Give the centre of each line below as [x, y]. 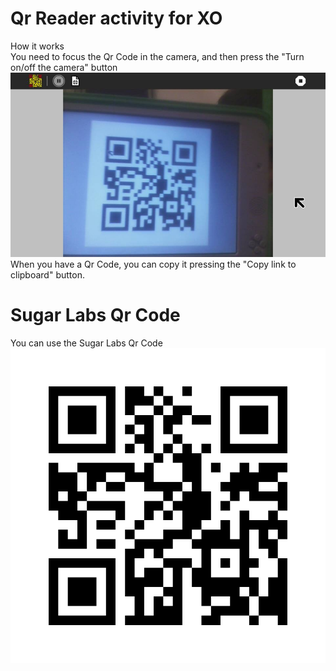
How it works [37, 46]
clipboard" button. [47, 274]
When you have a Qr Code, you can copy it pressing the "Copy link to [153, 264]
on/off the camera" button [64, 67]
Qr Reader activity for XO [116, 18]
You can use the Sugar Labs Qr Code [86, 343]
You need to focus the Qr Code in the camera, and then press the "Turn [157, 56]
